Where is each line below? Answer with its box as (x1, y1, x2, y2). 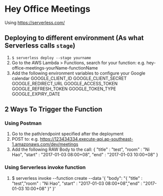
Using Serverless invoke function (4, 164, 86, 171)
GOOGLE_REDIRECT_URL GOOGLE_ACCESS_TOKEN (11, 80, 118, 86)
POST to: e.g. (11, 136, 39, 142)
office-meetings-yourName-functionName (11, 65, 98, 71)
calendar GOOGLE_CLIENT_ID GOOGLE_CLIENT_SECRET (11, 75, 127, 81)
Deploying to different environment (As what (4, 34, 144, 42)
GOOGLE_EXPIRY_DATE (11, 91, 60, 97)
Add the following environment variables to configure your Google (11, 70, 146, 76)
